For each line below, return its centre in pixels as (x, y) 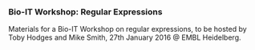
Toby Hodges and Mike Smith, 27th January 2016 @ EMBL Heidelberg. (125, 37)
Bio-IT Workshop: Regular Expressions (85, 12)
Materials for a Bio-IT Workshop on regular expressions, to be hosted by (127, 29)
